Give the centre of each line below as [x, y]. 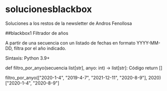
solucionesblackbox [49, 9]
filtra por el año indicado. [40, 48]
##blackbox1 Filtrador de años [37, 33]
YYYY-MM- [149, 43]
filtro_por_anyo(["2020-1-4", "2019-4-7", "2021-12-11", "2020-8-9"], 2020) [83, 77]
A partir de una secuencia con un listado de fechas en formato [70, 43]
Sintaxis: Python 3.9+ [28, 58]
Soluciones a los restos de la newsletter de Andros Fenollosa [69, 23]
